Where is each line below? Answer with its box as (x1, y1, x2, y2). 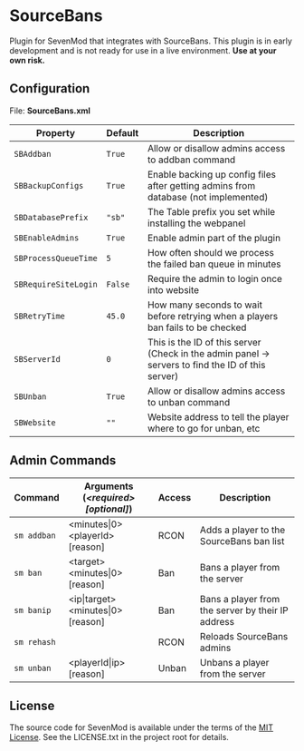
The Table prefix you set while (147, 205, 276, 218)
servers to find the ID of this (147, 358, 266, 371)
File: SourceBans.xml (9, 105, 90, 116)
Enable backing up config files (147, 168, 276, 180)
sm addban (14, 530, 56, 541)
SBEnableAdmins (14, 232, 80, 243)
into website (147, 283, 200, 296)
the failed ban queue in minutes (147, 258, 281, 270)
